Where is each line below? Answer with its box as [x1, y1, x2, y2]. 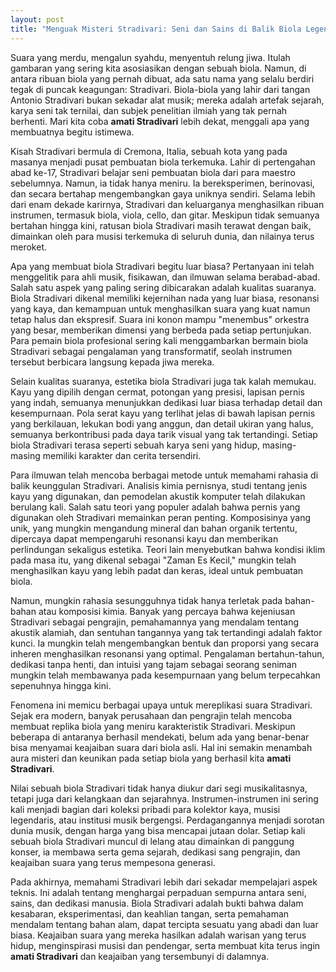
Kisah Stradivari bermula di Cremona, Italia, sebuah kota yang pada [10, 145, 288, 157]
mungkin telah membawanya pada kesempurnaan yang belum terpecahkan [10, 669, 321, 681]
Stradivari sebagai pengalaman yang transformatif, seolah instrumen [10, 345, 293, 357]
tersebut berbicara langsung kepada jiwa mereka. [10, 356, 215, 368]
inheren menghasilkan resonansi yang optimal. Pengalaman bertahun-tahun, [10, 647, 325, 660]
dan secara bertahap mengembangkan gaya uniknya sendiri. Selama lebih [10, 187, 316, 200]
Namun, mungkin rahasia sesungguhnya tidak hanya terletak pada [10, 594, 283, 606]
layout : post [10, 14, 65, 25]
